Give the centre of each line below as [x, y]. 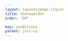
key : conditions [21, 27]
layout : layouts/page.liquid [34, 9]
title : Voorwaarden [25, 14]
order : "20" [17, 18]
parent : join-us [21, 31]
